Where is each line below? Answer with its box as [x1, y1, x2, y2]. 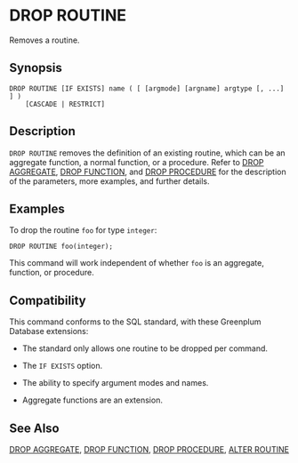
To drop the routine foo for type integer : [9, 225, 157, 235]
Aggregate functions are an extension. [21, 395, 163, 405]
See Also [9, 420, 60, 435]
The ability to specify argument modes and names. [21, 378, 209, 388]
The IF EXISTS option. [21, 361, 103, 371]
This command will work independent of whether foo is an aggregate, [9, 258, 264, 268]
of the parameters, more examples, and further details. [9, 175, 211, 187]
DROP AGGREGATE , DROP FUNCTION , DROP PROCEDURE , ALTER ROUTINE [9, 444, 289, 454]
